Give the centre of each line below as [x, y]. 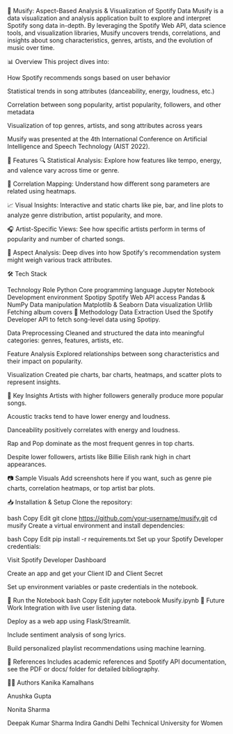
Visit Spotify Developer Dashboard [57, 560]
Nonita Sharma [29, 709]
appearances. [27, 464]
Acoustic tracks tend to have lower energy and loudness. [89, 416]
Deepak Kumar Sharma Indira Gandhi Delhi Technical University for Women [115, 723]
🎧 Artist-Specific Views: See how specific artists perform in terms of [106, 229]
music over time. [31, 48]
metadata [21, 112]
